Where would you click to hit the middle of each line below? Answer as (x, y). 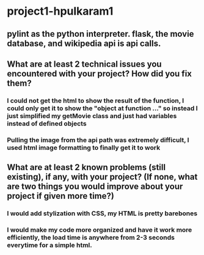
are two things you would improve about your (95, 187)
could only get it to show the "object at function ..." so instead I (102, 108)
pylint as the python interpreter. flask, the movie (100, 34)
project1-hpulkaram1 (60, 11)
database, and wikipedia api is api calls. (84, 43)
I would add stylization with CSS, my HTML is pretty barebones (102, 213)
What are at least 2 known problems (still (86, 167)
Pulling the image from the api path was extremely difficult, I (98, 140)
